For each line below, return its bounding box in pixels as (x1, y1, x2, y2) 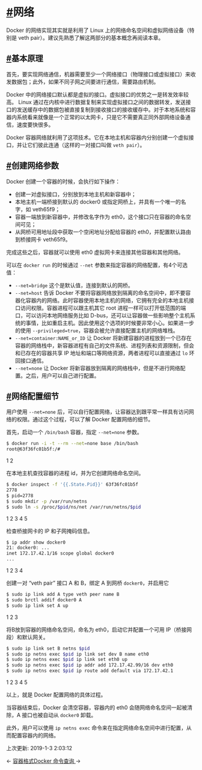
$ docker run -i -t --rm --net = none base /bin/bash (6, 441, 138, 447)
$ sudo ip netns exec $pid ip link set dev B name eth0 (6, 651, 149, 657)
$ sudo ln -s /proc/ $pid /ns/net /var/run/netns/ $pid (6, 504, 141, 510)
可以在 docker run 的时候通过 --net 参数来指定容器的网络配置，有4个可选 (6, 261, 188, 269)
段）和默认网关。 (6, 633, 49, 641)
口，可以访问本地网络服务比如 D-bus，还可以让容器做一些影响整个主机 (14, 311, 191, 319)
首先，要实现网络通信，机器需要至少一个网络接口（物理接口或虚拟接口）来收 (6, 70, 196, 78)
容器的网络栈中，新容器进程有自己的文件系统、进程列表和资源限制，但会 (14, 341, 194, 349)
